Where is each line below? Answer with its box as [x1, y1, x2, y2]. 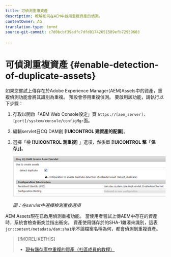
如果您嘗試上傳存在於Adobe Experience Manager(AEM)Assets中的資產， [5, 87, 158, 93]
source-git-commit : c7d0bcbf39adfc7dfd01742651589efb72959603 [5, 29, 140, 35]
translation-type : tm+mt [5, 24, 58, 29]
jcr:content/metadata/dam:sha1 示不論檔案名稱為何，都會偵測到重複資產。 [5, 226, 161, 232]
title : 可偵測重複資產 [5, 8, 48, 13]
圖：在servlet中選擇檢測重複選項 [12, 202, 81, 208]
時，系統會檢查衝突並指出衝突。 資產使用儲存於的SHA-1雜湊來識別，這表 [5, 219, 158, 226]
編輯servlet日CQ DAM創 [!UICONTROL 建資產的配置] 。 [12, 128, 128, 134]
